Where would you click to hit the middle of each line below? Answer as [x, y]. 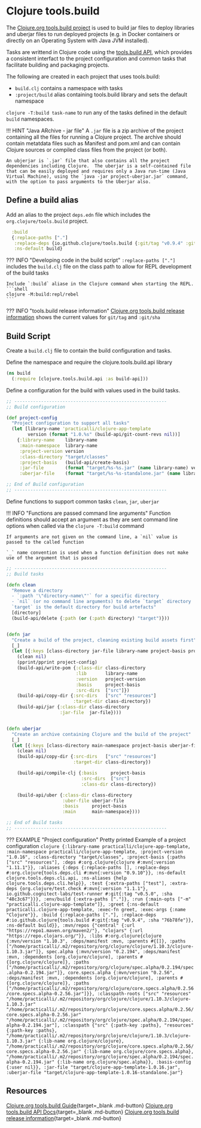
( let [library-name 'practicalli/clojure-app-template [81, 429]
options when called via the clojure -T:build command [75, 526]
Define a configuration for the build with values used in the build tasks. [93, 390]
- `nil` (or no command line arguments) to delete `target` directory [101, 602]
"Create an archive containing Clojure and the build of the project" [101, 734]
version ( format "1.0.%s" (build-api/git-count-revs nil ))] [104, 435]
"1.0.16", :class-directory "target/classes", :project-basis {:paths [96, 857]
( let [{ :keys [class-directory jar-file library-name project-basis [99, 651]
